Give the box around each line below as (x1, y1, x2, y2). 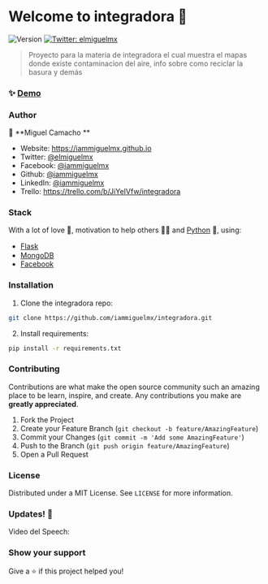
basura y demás (28, 67, 83, 76)
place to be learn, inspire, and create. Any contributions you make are (8, 390, 242, 400)
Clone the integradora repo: (19, 298, 114, 308)
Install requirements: (19, 328, 89, 338)
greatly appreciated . (8, 399, 79, 409)
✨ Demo (8, 87, 41, 98)
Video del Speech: (8, 527, 71, 537)
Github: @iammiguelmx (19, 170, 99, 180)
